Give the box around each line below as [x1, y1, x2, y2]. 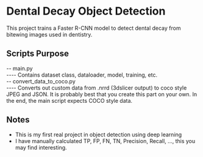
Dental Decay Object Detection [6, 4, 166, 18]
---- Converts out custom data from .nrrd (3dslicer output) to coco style [6, 84, 187, 91]
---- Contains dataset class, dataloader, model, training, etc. [6, 71, 157, 78]
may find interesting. [15, 144, 67, 151]
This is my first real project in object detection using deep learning [15, 131, 182, 138]
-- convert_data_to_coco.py [6, 77, 76, 85]
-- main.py [6, 65, 33, 72]
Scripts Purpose [6, 49, 69, 59]
